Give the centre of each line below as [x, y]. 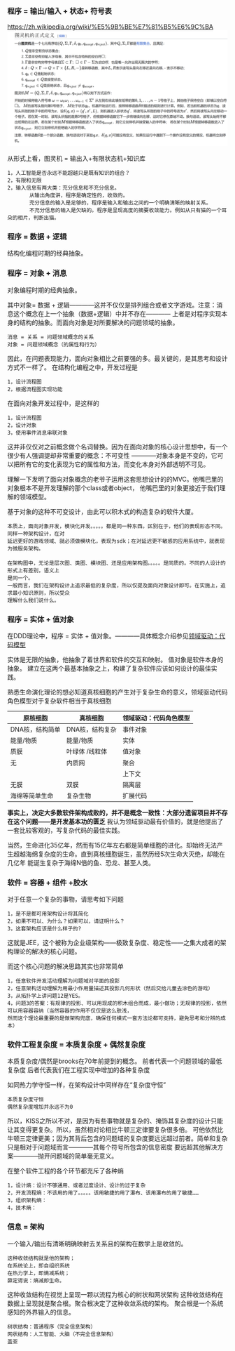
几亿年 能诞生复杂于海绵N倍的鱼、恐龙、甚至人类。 [81, 862]
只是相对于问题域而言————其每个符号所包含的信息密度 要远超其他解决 [112, 1147]
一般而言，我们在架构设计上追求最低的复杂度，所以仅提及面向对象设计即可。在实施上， [114, 585]
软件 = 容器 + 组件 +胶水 [48, 883]
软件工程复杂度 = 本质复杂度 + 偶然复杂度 [76, 1044]
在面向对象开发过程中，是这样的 [53, 403]
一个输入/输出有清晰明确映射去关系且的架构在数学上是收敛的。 [97, 1244]
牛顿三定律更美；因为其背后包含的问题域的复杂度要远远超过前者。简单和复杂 [117, 1138]
